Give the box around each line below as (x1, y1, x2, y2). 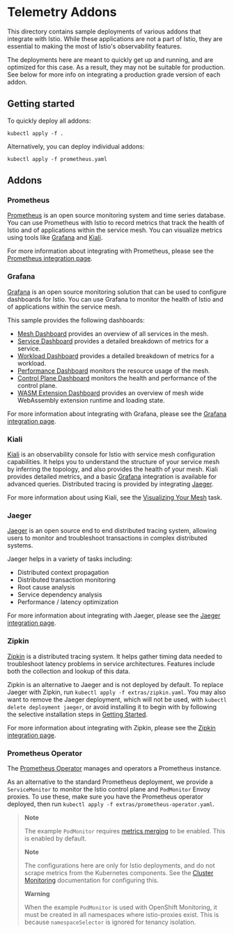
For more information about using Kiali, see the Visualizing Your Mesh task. (7, 493, 223, 502)
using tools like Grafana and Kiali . (7, 233, 103, 242)
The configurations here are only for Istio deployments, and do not (24, 861, 215, 870)
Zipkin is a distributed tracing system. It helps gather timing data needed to (7, 652, 223, 661)
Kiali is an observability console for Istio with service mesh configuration (7, 450, 216, 458)
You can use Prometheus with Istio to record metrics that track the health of (7, 219, 225, 227)
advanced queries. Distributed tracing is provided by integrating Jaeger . (7, 480, 214, 488)
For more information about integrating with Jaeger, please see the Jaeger (7, 611, 221, 620)
